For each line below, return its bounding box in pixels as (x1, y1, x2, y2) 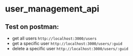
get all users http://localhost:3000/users (12, 35, 97, 41)
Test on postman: (5, 23, 59, 31)
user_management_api (5, 3, 100, 14)
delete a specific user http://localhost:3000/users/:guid (12, 46, 129, 51)
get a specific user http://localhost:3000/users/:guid (12, 41, 123, 46)
